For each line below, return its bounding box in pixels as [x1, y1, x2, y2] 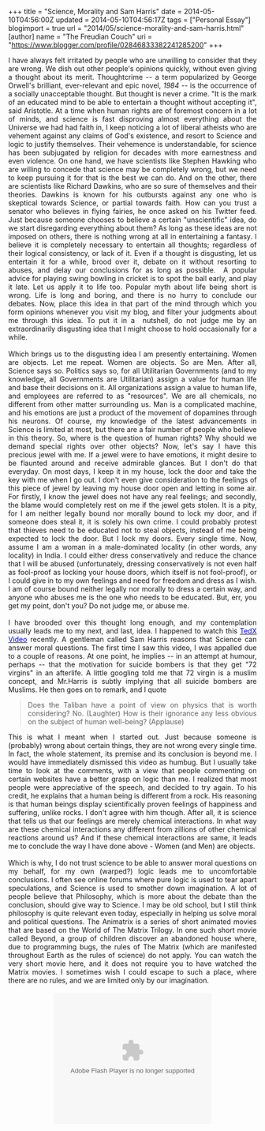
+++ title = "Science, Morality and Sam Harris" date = [8, 7, 183, 16]
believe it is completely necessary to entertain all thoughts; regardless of [8, 240, 257, 250]
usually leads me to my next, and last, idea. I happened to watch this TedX [8, 626, 257, 635]
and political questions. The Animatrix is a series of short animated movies [8, 917, 257, 926]
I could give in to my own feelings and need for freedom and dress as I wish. [8, 576, 257, 585]
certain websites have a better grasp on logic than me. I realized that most [8, 774, 257, 783]
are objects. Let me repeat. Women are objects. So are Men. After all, [8, 358, 257, 366]
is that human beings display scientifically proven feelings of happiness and [8, 799, 257, 809]
